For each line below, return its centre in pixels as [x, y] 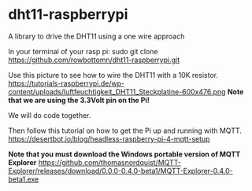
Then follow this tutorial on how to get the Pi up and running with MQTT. [125, 130]
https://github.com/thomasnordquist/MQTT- [109, 162]
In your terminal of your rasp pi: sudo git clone [83, 51]
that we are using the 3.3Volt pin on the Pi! [79, 100]
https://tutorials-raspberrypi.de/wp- [67, 83]
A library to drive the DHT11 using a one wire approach [96, 36]
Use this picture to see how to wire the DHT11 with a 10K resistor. [113, 75]
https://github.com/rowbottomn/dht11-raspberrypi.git [94, 60]
